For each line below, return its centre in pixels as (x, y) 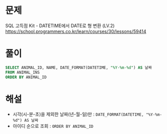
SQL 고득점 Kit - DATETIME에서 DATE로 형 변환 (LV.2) (60, 26)
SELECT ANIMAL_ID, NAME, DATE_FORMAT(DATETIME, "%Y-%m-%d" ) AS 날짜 (79, 68)
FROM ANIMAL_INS (22, 72)
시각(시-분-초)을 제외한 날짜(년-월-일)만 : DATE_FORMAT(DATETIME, (78, 114)
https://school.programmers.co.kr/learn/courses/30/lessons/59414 (76, 31)
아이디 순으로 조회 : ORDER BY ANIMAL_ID (53, 126)
